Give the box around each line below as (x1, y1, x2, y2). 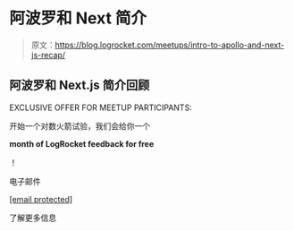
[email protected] (9, 193, 73, 204)
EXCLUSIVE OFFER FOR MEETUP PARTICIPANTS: (9, 102, 192, 113)
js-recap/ (30, 49, 65, 60)
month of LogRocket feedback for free (9, 138, 155, 149)
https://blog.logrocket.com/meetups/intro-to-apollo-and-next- (55, 39, 285, 50)
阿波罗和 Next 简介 (9, 8, 147, 29)
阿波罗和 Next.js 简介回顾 (9, 78, 150, 93)
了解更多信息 (9, 212, 56, 223)
